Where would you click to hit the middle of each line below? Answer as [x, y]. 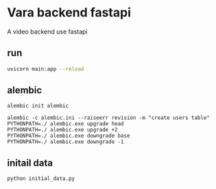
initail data [30, 163]
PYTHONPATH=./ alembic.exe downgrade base [69, 136]
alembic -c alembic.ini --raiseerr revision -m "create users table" [109, 118]
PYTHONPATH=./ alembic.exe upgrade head [66, 124]
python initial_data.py [41, 179]
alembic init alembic [38, 106]
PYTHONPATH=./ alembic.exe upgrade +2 [62, 130]
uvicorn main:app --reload [46, 69]
